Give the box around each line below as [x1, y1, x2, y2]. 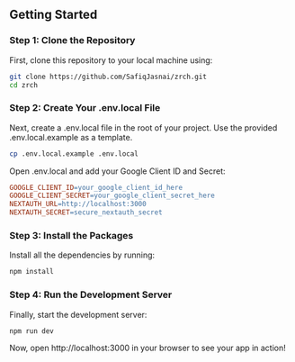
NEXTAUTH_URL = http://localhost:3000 [9, 200, 147, 209]
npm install [9, 267, 54, 276]
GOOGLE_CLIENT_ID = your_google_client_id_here [9, 183, 183, 192]
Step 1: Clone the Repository [9, 34, 136, 47]
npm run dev [9, 326, 54, 336]
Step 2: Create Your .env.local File [9, 102, 161, 114]
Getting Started [9, 7, 98, 23]
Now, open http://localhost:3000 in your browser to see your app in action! [9, 342, 286, 354]
